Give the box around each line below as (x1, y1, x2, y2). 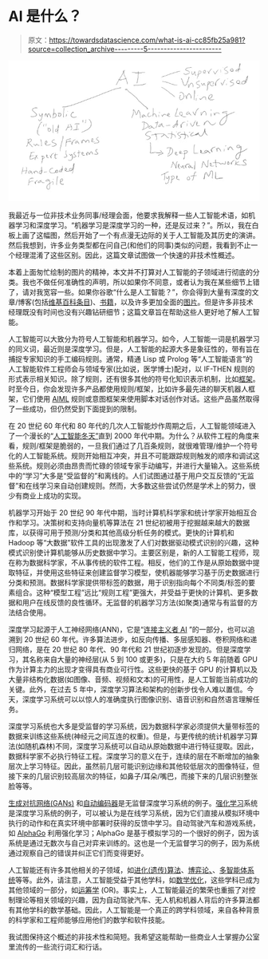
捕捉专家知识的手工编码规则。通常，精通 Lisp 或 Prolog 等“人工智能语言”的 (8, 355, 254, 364)
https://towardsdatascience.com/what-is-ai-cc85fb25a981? (49, 35, 246, 45)
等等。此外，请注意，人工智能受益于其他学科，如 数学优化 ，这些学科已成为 (15, 875, 260, 885)
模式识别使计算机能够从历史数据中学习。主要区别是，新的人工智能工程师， (8, 548, 253, 557)
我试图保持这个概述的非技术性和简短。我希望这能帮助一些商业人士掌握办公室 (8, 932, 260, 942)
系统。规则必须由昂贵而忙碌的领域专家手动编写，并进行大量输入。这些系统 (14, 461, 260, 471)
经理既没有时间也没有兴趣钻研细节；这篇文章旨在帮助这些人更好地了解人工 (8, 307, 253, 317)
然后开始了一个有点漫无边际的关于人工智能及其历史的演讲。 (63, 231, 260, 240)
